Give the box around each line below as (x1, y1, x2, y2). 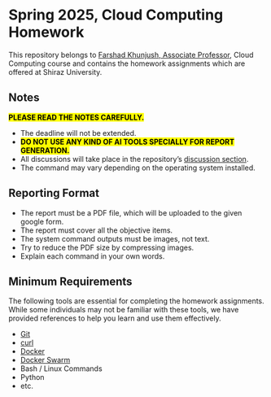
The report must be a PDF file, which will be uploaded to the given (20, 207, 243, 217)
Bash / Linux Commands (20, 364, 103, 373)
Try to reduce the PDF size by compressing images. (20, 242, 195, 252)
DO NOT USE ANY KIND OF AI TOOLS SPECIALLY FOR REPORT (20, 137, 234, 146)
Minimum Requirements (8, 274, 133, 288)
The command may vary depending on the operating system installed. (20, 163, 256, 172)
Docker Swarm (20, 356, 71, 365)
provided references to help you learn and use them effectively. (8, 313, 221, 323)
